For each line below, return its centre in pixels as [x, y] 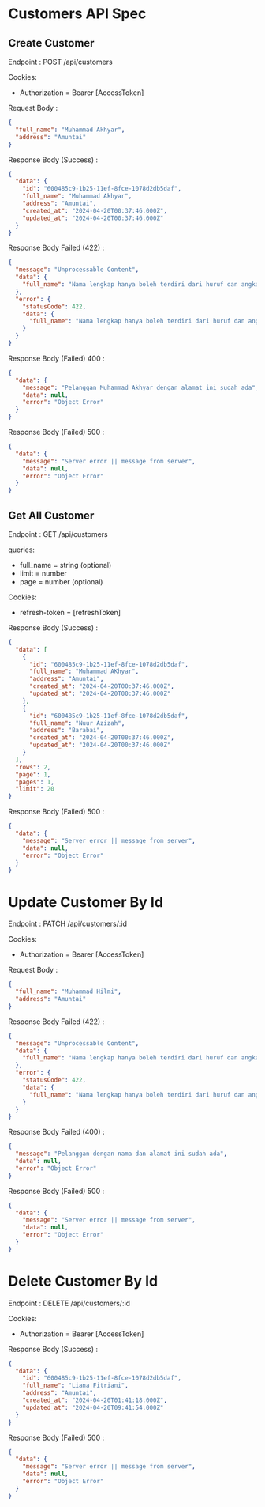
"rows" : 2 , [33, 767]
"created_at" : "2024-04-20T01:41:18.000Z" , [95, 1400]
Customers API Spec [77, 14]
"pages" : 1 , [35, 782]
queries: [22, 550]
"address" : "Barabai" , [66, 731]
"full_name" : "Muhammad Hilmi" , [69, 992]
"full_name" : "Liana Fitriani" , [75, 1386]
